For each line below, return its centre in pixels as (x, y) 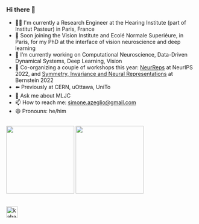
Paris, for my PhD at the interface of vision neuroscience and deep (98, 42)
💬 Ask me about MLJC (43, 96)
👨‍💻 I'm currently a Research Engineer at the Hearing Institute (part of (100, 23)
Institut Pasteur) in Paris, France (55, 29)
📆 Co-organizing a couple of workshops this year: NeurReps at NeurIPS (104, 67)
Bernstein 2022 (34, 80)
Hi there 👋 (21, 10)
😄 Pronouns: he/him (40, 111)
